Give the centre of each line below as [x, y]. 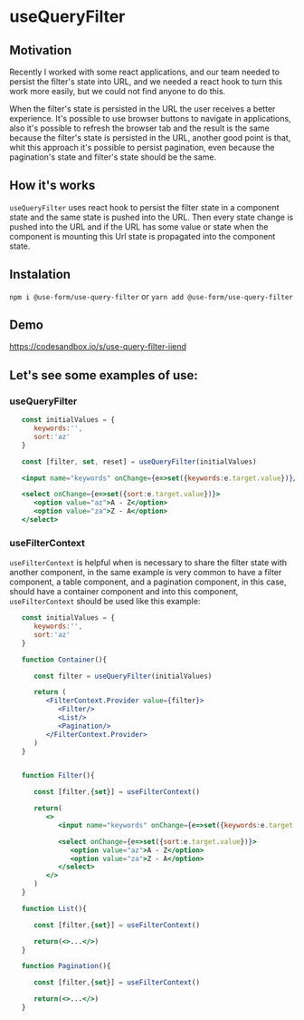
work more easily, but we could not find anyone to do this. [118, 91]
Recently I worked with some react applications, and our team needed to [145, 72]
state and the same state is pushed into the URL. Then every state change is [152, 217]
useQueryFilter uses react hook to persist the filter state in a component [144, 207]
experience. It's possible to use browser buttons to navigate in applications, [150, 118]
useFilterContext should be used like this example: [105, 602]
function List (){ [54, 908]
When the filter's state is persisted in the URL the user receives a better [142, 109]
